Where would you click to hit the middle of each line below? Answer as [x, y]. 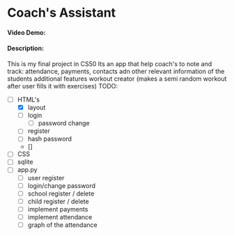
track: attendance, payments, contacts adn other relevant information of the [116, 71]
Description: [25, 48]
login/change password [62, 185]
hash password [49, 139]
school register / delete [61, 194]
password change [64, 123]
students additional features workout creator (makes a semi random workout [117, 79]
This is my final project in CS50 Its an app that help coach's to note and [110, 63]
